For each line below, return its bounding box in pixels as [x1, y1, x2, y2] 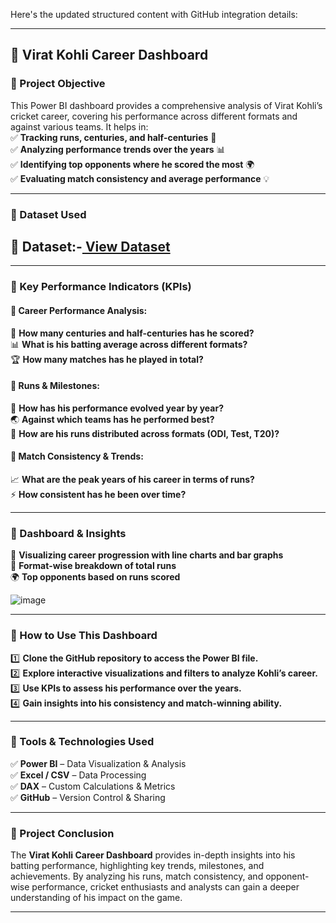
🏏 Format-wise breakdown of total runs [10, 560, 177, 572]
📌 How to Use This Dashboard [10, 629, 158, 643]
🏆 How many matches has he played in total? [10, 353, 204, 365]
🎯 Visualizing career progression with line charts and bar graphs [10, 549, 284, 561]
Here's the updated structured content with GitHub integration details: [10, 9, 298, 20]
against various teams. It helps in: [10, 120, 149, 133]
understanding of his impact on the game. [10, 892, 183, 904]
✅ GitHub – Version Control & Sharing [10, 791, 166, 803]
